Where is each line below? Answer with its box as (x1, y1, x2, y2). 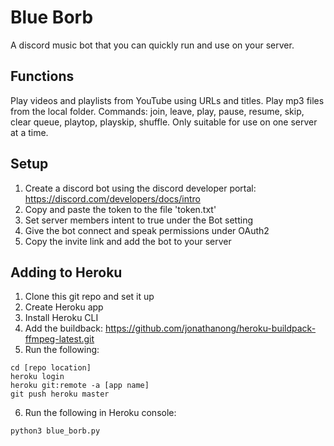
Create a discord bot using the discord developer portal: (24, 182, 257, 194)
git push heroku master (10, 389, 110, 400)
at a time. (10, 126, 49, 138)
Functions (10, 68, 75, 85)
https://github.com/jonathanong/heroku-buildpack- (104, 322, 317, 335)
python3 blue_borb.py (10, 426, 101, 436)
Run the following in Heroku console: (24, 407, 177, 419)
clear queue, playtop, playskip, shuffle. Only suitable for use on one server (10, 116, 318, 128)
